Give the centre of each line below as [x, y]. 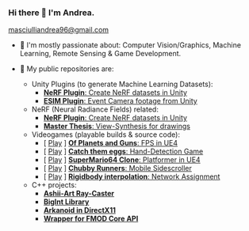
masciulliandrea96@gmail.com [59, 30]
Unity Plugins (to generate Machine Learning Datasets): [122, 84]
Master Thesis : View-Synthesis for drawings [117, 127]
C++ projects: [54, 185]
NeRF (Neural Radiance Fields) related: [95, 109]
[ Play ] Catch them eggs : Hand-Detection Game [123, 151]
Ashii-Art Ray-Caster [79, 194]
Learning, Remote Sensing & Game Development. [100, 54]
